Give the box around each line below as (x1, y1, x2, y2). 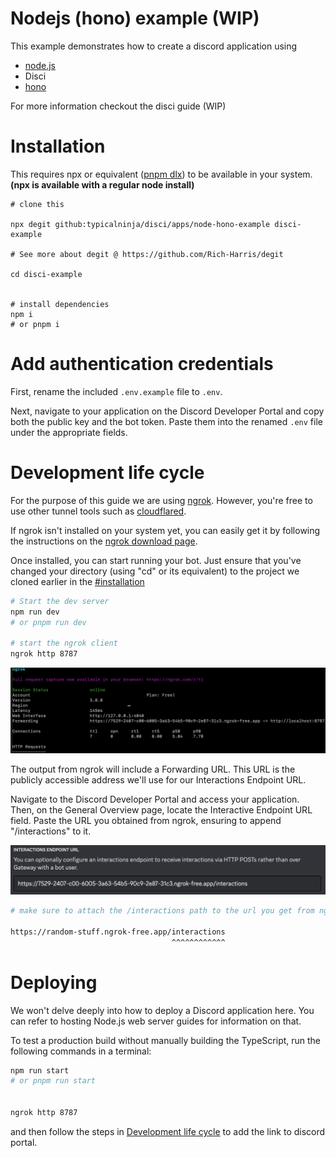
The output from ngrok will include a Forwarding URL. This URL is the (10, 763, 296, 775)
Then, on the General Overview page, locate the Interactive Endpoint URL (10, 803, 313, 816)
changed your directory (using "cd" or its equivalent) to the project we (10, 565, 300, 577)
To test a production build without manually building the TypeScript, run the (10, 1034, 322, 1046)
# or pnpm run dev (10, 617, 87, 627)
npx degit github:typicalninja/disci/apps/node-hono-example (10, 219, 271, 229)
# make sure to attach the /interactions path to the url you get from (10, 906, 315, 916)
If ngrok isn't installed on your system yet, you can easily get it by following (10, 524, 321, 536)
